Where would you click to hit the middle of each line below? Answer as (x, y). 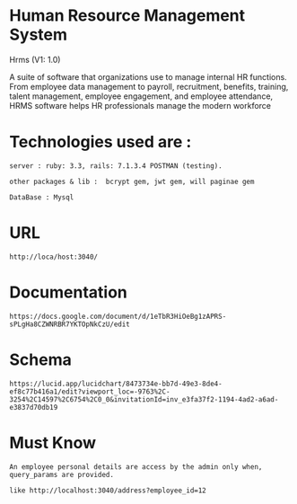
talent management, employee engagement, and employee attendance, (141, 96)
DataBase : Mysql (42, 197)
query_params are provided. (62, 474)
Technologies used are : (100, 142)
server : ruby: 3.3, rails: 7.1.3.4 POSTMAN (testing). (116, 166)
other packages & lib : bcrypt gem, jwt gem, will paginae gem (132, 181)
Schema (40, 359)
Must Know (53, 442)
